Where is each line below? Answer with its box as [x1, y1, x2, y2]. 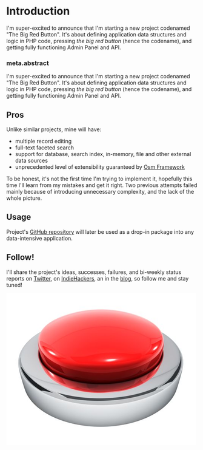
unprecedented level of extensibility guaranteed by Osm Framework [15, 163, 185, 171]
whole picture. [6, 194, 42, 202]
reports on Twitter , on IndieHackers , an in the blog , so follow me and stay [6, 274, 189, 282]
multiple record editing [15, 138, 72, 145]
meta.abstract [6, 59, 50, 67]
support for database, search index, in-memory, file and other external [15, 151, 191, 158]
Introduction [6, 4, 70, 18]
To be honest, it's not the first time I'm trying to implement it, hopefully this [6, 175, 193, 183]
